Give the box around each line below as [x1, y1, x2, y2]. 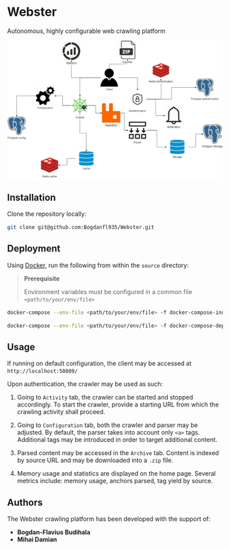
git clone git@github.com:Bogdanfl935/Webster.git [7, 224, 155, 231]
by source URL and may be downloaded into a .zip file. [16, 456, 173, 465]
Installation [7, 191, 56, 203]
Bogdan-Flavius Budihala [16, 528, 91, 537]
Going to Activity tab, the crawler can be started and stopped [16, 393, 194, 402]
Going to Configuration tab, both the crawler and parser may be [16, 421, 199, 429]
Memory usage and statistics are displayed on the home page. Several [16, 469, 216, 478]
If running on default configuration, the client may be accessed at [7, 359, 192, 367]
